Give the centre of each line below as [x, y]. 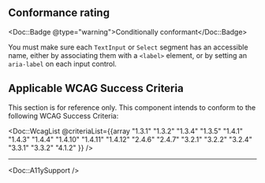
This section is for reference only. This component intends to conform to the [132, 107]
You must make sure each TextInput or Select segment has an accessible [128, 47]
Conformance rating [59, 13]
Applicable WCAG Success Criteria [96, 88]
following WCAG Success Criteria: [63, 115]
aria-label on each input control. [62, 64]
